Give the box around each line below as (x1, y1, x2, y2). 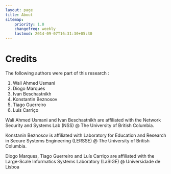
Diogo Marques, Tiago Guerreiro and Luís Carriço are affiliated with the (5, 153, 155, 159)
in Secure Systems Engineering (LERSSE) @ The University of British (5, 137, 150, 143)
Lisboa (5, 164, 19, 170)
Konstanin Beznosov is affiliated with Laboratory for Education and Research (5, 132, 166, 138)
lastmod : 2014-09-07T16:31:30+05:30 (14, 31, 93, 36)
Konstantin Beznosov (12, 96, 58, 102)
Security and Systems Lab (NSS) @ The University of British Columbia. (5, 122, 154, 128)
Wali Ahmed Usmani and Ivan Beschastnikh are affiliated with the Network (5, 117, 161, 123)
